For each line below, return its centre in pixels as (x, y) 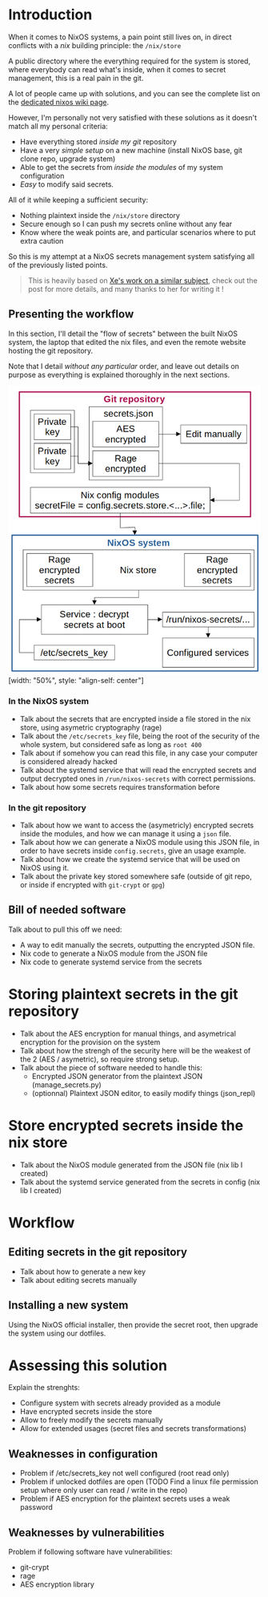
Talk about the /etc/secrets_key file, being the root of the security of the (140, 736)
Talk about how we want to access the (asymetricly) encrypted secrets (137, 825)
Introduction (50, 15)
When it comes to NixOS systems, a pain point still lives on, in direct (120, 37)
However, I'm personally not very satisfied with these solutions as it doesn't (133, 117)
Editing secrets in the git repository (98, 1252)
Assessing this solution (88, 1365)
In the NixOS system (49, 701)
